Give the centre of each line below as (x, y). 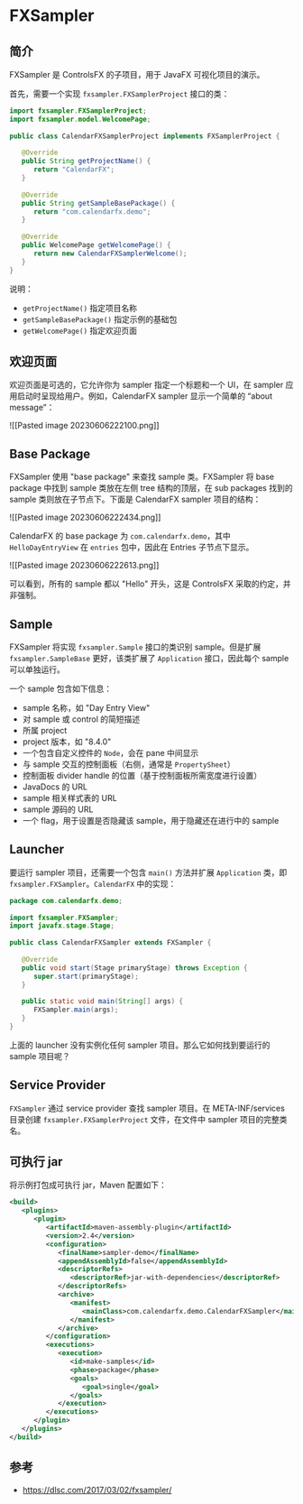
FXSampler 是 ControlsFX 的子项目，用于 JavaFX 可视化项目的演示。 (137, 74)
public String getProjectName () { (86, 161)
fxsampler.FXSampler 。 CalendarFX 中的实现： (93, 883)
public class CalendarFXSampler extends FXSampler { (110, 943)
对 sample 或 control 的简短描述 (81, 719)
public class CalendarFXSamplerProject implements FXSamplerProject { (145, 136)
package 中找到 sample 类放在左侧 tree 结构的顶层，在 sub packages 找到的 (151, 488)
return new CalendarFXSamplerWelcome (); (110, 254)
